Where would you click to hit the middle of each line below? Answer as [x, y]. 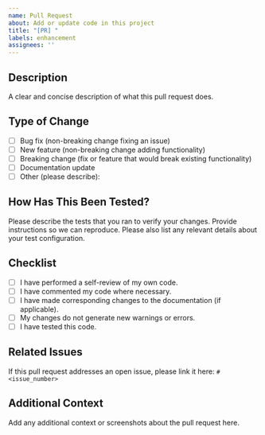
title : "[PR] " [33, 30]
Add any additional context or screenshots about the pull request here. [124, 422]
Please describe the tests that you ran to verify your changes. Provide [123, 221]
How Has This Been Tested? [79, 202]
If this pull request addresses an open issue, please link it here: [111, 371]
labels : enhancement [43, 38]
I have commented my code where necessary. [95, 291]
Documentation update [57, 167]
